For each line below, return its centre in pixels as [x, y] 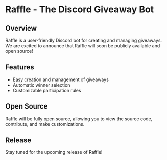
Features [20, 67]
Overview [21, 28]
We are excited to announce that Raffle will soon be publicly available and [83, 46]
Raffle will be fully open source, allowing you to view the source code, [79, 119]
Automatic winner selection [41, 85]
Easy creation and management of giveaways [61, 79]
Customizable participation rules [47, 90]
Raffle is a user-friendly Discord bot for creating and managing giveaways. [84, 40]
